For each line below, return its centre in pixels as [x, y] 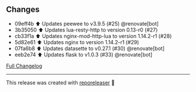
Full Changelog [24, 66]
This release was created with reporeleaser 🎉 [60, 82]
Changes [23, 10]
